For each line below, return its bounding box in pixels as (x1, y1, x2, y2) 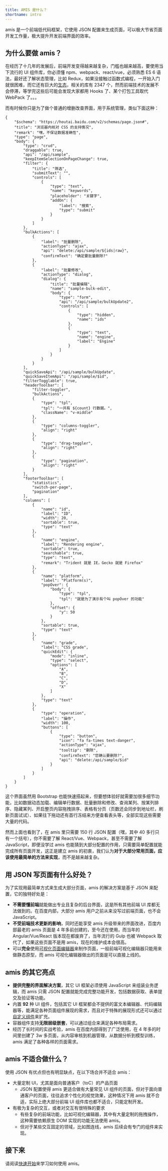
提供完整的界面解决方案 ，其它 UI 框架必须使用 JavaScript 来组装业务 (12, 982, 154, 988)
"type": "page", (14, 135, 49, 140)
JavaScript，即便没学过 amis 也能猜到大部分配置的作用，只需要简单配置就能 (5, 842, 163, 848)
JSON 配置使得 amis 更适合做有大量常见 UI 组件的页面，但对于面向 (20, 1086, 158, 1092)
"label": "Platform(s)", (41, 578, 93, 583)
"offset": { (50, 606, 75, 611)
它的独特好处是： (14, 891, 49, 897)
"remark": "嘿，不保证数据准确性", (14, 130, 81, 136)
